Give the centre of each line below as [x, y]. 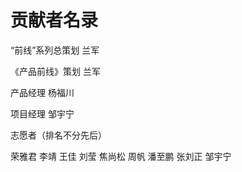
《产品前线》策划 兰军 [55, 71]
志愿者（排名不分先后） [58, 135]
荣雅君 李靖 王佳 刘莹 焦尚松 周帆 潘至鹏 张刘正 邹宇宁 [121, 156]
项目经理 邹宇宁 [42, 113]
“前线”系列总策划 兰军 [55, 50]
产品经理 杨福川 [42, 92]
